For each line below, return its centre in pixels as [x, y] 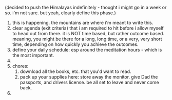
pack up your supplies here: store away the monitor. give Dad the [89, 77]
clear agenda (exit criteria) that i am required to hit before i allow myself [88, 28]
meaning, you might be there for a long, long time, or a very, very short [87, 39]
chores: [20, 66]
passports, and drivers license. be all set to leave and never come [90, 82]
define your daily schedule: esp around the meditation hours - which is [87, 50]
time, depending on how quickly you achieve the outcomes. [75, 44]
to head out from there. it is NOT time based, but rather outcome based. [88, 33]
